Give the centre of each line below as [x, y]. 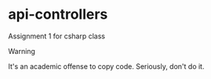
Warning [22, 51]
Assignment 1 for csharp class [57, 36]
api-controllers [58, 14]
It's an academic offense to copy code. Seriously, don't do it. [106, 66]
